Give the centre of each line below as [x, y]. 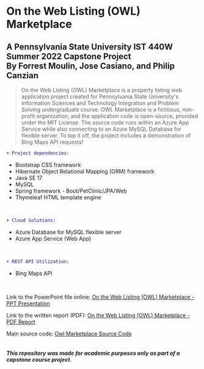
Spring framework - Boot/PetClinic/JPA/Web [71, 191]
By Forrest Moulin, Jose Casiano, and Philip [91, 66]
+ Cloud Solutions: [31, 220]
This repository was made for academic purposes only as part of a [93, 353]
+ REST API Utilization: [38, 261]
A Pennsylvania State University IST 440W [89, 47]
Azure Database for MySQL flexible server [68, 232]
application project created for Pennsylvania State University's [100, 97]
